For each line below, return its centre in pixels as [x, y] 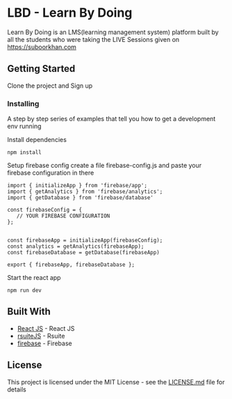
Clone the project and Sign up [50, 86]
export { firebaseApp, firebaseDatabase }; [71, 265]
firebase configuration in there [51, 173]
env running [24, 126]
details [17, 389]
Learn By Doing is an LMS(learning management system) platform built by [113, 32]
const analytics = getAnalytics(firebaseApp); [76, 247]
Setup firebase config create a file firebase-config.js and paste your [105, 166]
